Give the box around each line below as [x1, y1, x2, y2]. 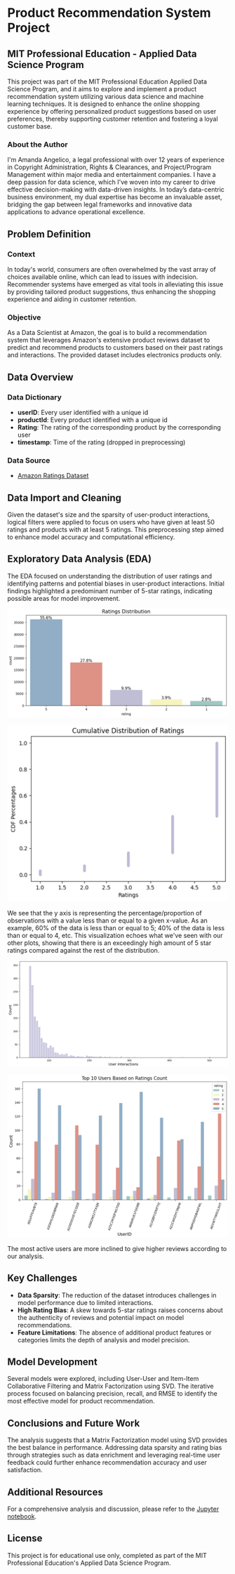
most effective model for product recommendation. [7, 1397, 156, 1406]
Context [7, 249, 36, 259]
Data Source [7, 455, 51, 465]
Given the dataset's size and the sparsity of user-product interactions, [7, 510, 210, 519]
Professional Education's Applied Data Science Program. [7, 1559, 171, 1567]
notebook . [7, 1512, 37, 1521]
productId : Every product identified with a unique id [17, 416, 168, 424]
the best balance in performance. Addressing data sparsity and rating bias [7, 1443, 222, 1452]
